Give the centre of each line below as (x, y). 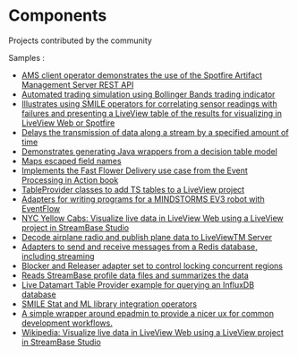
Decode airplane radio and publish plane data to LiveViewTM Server (147, 237)
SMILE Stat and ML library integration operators (109, 304)
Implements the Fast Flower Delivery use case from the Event (134, 170)
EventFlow (41, 208)
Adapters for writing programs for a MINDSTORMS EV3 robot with (143, 199)
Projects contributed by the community (81, 40)
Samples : (27, 57)
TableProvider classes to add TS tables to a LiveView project (133, 189)
